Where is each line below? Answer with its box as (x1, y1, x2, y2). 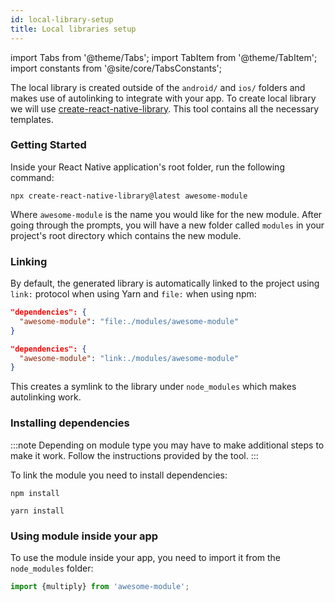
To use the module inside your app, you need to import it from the (10, 551, 282, 563)
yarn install (10, 506, 65, 516)
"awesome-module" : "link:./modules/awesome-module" (19, 353, 240, 363)
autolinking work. (10, 391, 82, 403)
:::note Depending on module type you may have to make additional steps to (10, 439, 325, 451)
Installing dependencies (10, 416, 130, 430)
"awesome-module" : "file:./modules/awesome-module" (19, 316, 240, 326)
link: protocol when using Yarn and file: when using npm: (10, 288, 257, 300)
